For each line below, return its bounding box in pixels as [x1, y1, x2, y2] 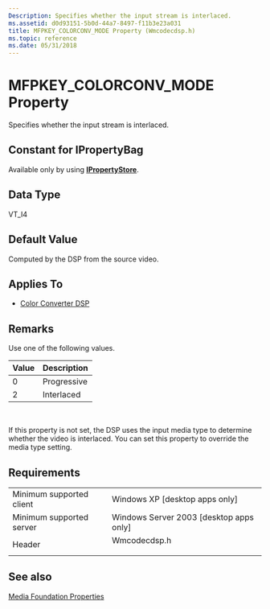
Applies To [8, 277, 63, 290]
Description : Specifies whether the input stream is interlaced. [8, 11, 231, 20]
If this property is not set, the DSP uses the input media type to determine [8, 426, 252, 435]
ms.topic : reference [8, 34, 78, 43]
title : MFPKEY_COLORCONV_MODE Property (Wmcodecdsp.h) [8, 27, 196, 35]
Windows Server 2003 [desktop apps [112, 512, 255, 523]
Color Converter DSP [19, 298, 90, 308]
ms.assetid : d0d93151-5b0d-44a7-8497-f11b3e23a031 [8, 19, 182, 27]
